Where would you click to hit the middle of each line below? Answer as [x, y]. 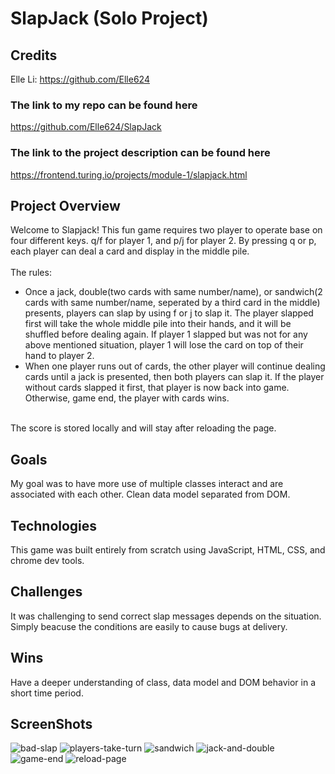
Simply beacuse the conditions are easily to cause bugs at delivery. [149, 626]
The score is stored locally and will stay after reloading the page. [143, 428]
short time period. [47, 693]
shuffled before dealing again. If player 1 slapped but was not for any [166, 334]
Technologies [54, 525]
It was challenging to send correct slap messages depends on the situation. [166, 616]
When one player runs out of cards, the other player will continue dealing [175, 366]
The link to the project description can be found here [140, 153]
